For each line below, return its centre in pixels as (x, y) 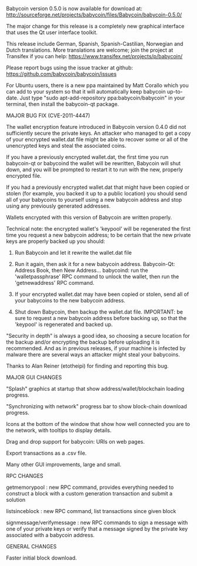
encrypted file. (24, 176)
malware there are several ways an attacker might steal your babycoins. (93, 354)
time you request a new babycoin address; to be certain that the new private (98, 235)
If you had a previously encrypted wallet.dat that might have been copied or (98, 187)
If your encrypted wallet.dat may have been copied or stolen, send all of (102, 294)
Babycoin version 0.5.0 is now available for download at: (74, 9)
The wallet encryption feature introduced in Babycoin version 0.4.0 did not (96, 127)
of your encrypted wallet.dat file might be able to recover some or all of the (97, 139)
